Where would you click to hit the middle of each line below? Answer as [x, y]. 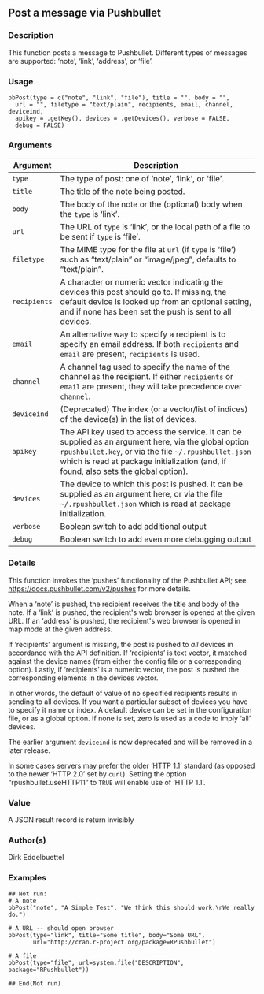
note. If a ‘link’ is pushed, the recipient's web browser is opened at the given [132, 612]
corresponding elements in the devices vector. [83, 678]
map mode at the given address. [60, 629]
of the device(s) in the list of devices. [128, 419]
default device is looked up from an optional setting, [156, 302]
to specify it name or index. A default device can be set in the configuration [130, 709]
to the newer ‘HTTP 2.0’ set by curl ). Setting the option [97, 774]
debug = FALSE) [40, 125]
